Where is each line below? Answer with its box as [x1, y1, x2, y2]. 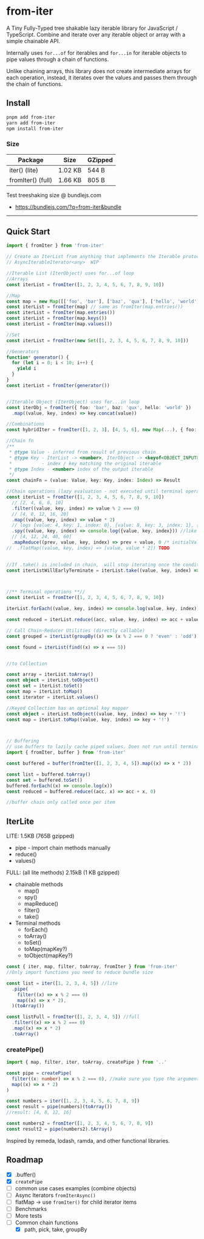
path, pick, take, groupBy [24, 1226, 87, 1234]
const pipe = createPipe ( [6, 1070, 72, 1076]
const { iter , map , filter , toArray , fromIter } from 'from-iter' [6, 964, 178, 970]
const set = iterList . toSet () [6, 683, 83, 689]
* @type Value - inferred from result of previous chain [8, 449, 156, 455]
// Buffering [6, 738, 39, 744]
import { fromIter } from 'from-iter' [6, 242, 104, 249]
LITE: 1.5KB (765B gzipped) [6, 832, 75, 840]
